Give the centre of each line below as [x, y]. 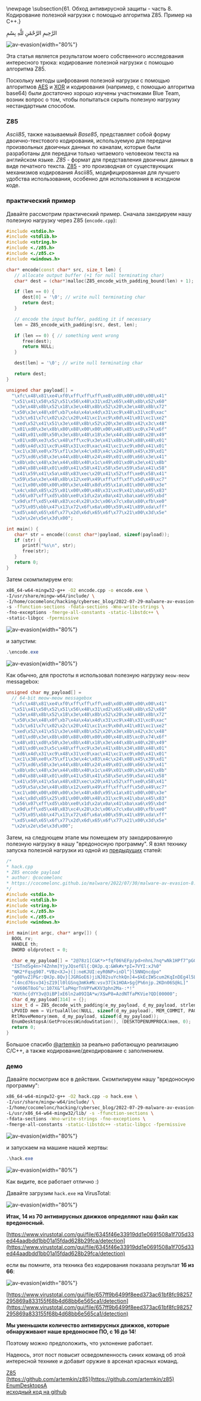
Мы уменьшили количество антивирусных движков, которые [88, 1325]
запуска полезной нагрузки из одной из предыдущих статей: [84, 850]
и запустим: [22, 641]
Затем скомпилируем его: [40, 579]
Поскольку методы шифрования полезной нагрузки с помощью [88, 80]
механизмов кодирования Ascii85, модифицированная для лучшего [93, 172]
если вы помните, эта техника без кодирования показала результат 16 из [100, 1265]
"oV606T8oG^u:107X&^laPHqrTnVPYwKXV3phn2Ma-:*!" [73, 989]
